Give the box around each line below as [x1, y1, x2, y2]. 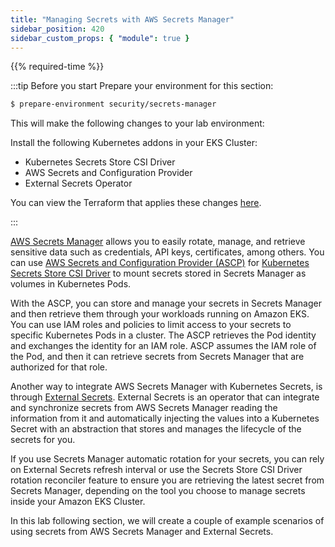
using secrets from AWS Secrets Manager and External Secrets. [10, 526, 274, 538]
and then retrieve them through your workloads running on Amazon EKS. [10, 308, 310, 320]
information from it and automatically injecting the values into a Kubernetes [10, 412, 320, 425]
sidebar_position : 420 [10, 24, 105, 34]
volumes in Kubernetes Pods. [10, 278, 132, 290]
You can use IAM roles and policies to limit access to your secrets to [10, 319, 292, 331]
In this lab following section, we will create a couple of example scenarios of [10, 515, 325, 527]
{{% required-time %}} [10, 61, 105, 73]
